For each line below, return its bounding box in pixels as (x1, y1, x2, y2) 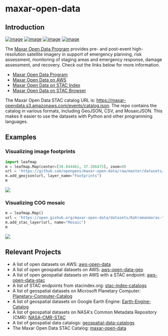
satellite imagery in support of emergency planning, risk (26, 51, 142, 57)
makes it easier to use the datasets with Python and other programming (5, 113, 152, 119)
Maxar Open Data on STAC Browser (12, 88, 86, 93)
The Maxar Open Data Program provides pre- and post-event (5, 46, 131, 52)
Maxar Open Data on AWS (12, 77, 66, 83)
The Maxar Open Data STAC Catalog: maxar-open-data (12, 325, 126, 331)
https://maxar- (96, 97, 126, 103)
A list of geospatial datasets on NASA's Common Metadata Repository (12, 309, 157, 315)
